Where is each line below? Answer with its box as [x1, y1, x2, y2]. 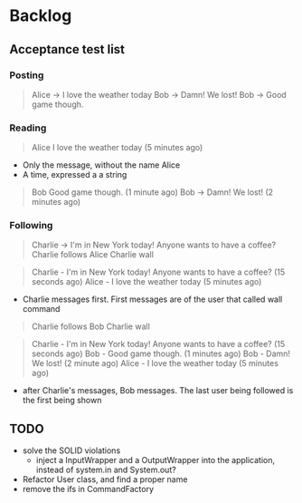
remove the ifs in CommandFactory [22, 484, 155, 495]
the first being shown [22, 395, 102, 406]
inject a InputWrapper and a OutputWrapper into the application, [35, 455, 276, 466]
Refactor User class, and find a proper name [22, 474, 188, 485]
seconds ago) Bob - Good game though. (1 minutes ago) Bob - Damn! [31, 348, 291, 359]
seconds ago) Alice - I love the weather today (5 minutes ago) [31, 276, 262, 287]
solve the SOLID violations [22, 445, 121, 456]
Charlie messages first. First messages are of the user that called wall [22, 294, 283, 305]
